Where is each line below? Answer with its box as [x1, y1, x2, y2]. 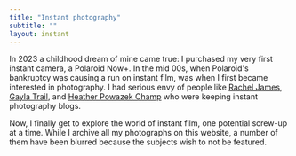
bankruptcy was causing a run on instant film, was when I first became [9, 73, 268, 83]
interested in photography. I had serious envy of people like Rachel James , [9, 82, 283, 93]
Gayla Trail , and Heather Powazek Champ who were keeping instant [9, 91, 259, 102]
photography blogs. [9, 101, 82, 112]
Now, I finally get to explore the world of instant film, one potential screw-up [9, 118, 288, 129]
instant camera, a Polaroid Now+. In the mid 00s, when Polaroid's [9, 63, 249, 74]
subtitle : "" [9, 21, 58, 30]
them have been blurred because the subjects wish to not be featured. [9, 136, 268, 147]
